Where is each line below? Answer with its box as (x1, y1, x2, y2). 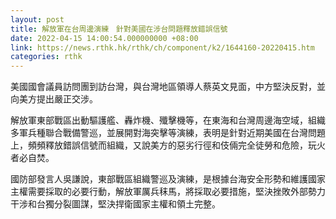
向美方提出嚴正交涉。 (10, 93, 98, 105)
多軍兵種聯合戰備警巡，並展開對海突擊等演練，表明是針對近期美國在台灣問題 (10, 127, 326, 139)
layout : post (10, 14, 65, 25)
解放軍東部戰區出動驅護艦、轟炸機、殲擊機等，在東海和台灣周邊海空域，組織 (10, 114, 326, 126)
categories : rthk (10, 52, 83, 62)
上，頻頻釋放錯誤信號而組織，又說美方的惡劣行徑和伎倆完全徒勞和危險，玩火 (10, 139, 326, 151)
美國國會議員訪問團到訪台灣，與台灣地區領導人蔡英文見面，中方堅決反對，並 (10, 81, 326, 93)
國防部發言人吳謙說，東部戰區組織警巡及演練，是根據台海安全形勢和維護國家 (10, 173, 326, 185)
